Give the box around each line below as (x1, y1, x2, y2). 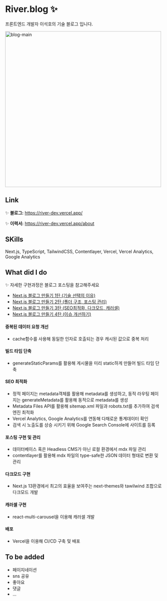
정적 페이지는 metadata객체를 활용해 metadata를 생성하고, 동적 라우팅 (12, 391, 150, 397)
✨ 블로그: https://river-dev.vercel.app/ (5, 209, 83, 215)
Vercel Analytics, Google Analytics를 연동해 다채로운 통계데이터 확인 (12, 415, 149, 421)
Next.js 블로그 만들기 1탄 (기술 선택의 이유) (12, 293, 96, 299)
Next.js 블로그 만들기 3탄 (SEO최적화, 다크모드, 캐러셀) (12, 305, 120, 311)
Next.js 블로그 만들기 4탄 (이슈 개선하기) (12, 311, 91, 317)
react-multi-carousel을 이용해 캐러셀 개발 (12, 514, 95, 520)
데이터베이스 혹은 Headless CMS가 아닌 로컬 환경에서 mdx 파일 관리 (12, 446, 146, 452)
